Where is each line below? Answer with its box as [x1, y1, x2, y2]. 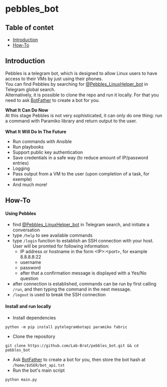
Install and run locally [5, 303, 51, 309]
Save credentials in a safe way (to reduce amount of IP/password [12, 154, 148, 160]
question [20, 275, 39, 282]
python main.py [5, 377, 37, 382]
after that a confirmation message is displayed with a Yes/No [20, 270, 147, 276]
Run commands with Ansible [12, 138, 72, 145]
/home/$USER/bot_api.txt [12, 363, 65, 368]
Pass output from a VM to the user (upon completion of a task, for [12, 170, 150, 177]
